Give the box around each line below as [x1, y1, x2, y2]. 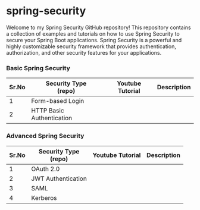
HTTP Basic [31, 106, 64, 115]
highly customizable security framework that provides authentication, [6, 43, 177, 50]
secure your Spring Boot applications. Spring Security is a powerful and [6, 36, 182, 43]
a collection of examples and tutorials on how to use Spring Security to [6, 30, 180, 37]
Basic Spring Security [6, 64, 70, 72]
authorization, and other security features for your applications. [6, 49, 162, 56]
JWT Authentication [31, 174, 87, 183]
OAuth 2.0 [31, 165, 60, 173]
